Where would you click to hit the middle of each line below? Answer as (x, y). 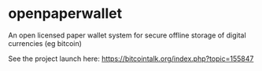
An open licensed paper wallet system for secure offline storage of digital (127, 35)
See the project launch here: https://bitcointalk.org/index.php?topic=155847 (131, 59)
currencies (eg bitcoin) (45, 43)
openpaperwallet (65, 14)
